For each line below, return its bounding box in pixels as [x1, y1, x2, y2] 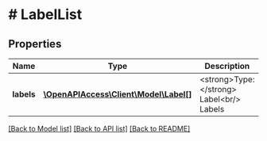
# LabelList [8, 6, 83, 24]
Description [204, 61, 250, 71]
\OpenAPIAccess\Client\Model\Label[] [43, 89, 192, 100]
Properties [8, 37, 62, 51]
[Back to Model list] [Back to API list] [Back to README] [8, 124, 191, 133]
